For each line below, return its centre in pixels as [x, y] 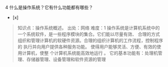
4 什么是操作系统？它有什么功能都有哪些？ [49, 7]
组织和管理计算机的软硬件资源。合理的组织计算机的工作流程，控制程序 [90, 40]
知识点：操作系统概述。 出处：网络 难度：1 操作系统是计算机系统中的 [89, 28]
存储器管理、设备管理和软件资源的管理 [66, 59]
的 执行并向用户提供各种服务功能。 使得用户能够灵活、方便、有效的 [87, 47]
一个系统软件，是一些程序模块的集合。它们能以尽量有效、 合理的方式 [89, 34]
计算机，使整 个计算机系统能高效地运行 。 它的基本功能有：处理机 [90, 53]
